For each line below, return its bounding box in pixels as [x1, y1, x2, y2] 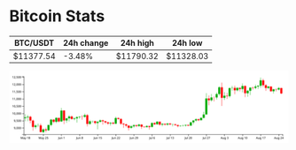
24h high [120, 38, 155, 49]
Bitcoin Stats [9, 6, 105, 26]
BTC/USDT [14, 38, 55, 49]
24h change [63, 38, 109, 49]
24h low [171, 38, 203, 49]
